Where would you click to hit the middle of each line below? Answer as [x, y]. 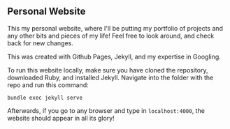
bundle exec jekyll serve [45, 98]
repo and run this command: [48, 85]
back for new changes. [40, 43]
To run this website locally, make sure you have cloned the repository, [108, 70]
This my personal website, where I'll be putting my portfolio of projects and [115, 28]
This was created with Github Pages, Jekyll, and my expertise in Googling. [114, 56]
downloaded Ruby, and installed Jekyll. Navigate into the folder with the [110, 77]
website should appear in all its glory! [61, 118]
